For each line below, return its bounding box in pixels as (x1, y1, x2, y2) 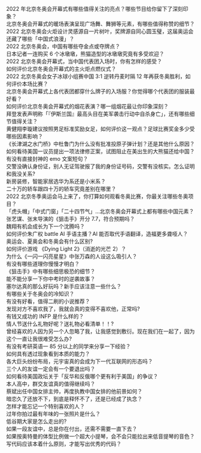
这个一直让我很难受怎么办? (6, 335, 72, 342)
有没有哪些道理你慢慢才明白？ (6, 260, 80, 267)
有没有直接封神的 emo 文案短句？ (6, 155, 89, 162)
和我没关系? (6, 170, 36, 177)
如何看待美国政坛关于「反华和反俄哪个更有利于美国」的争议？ (6, 373, 159, 380)
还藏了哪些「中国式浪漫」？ (6, 35, 75, 42)
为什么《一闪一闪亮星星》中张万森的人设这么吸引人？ (6, 253, 138, 260)
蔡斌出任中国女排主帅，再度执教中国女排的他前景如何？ (6, 388, 142, 395)
